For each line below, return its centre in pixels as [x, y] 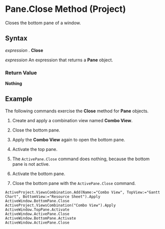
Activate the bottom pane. [39, 174]
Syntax [16, 38]
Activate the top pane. [35, 149]
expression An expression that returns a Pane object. [59, 60]
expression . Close [24, 50]
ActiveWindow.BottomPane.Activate [41, 218]
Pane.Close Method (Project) [65, 9]
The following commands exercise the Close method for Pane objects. [77, 111]
